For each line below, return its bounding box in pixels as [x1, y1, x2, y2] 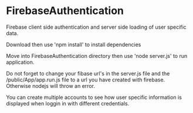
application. [6, 59, 35, 66]
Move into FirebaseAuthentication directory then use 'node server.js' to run [6, 52, 188, 59]
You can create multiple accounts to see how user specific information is [6, 94, 182, 101]
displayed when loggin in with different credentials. [6, 100, 130, 107]
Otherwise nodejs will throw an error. [6, 82, 96, 89]
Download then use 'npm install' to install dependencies [6, 41, 141, 48]
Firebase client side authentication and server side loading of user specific [6, 23, 187, 30]
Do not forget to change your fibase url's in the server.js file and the [6, 70, 170, 77]
